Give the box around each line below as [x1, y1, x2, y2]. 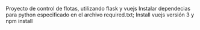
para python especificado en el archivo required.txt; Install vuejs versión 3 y [5, 11, 195, 18]
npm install [5, 18, 33, 24]
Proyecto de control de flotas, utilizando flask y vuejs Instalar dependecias [5, 5, 191, 12]
